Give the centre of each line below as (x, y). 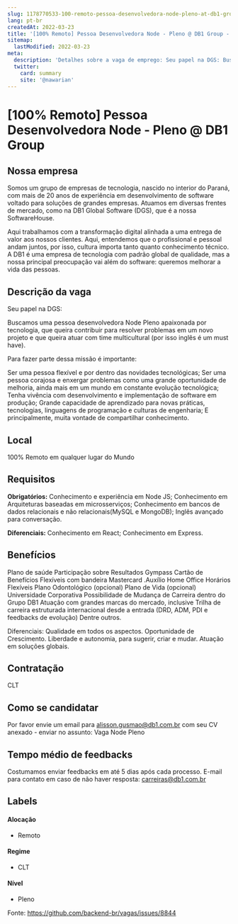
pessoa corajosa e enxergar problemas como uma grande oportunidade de (117, 381)
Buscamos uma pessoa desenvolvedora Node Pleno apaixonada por (107, 322)
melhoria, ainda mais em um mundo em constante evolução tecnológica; (113, 388)
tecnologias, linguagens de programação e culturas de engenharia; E (108, 410)
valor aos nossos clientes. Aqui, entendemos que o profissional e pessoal (114, 240)
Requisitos (31, 479)
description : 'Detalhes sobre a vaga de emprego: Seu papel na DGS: (117, 60)
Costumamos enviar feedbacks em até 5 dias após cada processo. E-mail (115, 772)
